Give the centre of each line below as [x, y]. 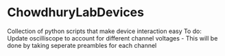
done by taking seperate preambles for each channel [82, 45]
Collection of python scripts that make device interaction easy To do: [105, 31]
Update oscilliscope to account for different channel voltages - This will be [113, 38]
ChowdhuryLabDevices [75, 12]
